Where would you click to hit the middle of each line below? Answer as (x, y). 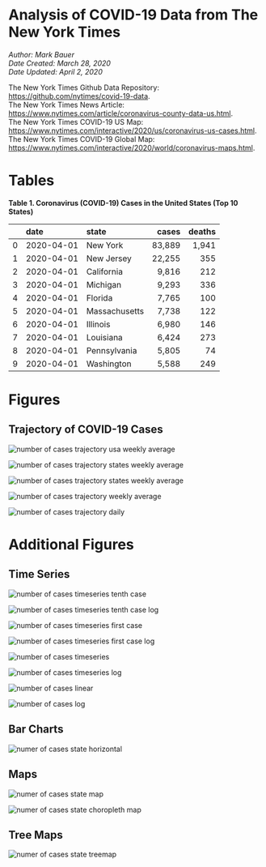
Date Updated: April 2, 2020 (55, 71)
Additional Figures (72, 545)
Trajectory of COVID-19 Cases (86, 430)
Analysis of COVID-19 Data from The (133, 15)
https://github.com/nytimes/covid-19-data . (80, 96)
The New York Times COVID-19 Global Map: (82, 139)
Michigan (104, 284)
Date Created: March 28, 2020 (60, 63)
